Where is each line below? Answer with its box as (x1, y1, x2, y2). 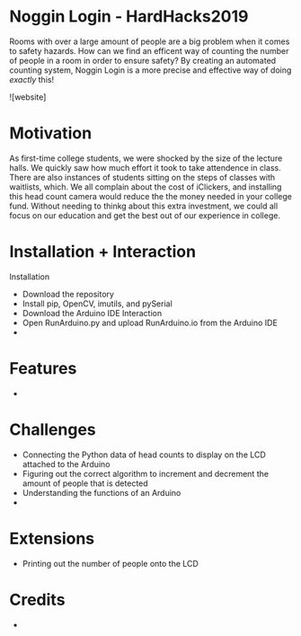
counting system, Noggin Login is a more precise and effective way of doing (9, 65, 292, 75)
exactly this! (9, 74, 55, 84)
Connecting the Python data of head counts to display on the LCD (22, 449, 267, 460)
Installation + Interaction (9, 242, 196, 262)
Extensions (9, 528, 95, 549)
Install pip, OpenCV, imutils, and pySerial (22, 298, 173, 309)
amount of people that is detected (22, 478, 148, 489)
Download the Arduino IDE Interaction (22, 307, 163, 318)
